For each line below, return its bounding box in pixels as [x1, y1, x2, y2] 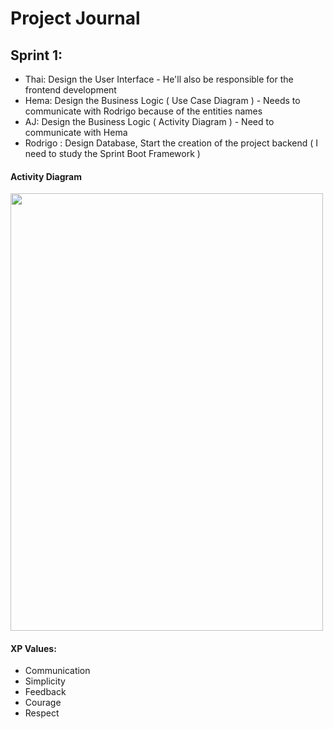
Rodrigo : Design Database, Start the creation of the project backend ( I [24, 137, 319, 149]
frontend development [24, 84, 117, 96]
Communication [24, 665, 91, 677]
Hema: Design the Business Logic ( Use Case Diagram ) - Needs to [24, 95, 301, 106]
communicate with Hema [24, 127, 128, 138]
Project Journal [10, 7, 141, 30]
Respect [24, 707, 60, 719]
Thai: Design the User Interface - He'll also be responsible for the [24, 73, 294, 85]
